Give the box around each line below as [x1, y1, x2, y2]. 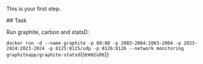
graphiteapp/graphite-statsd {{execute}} [6, 51, 110, 58]
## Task [6, 17, 27, 24]
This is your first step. [6, 5, 61, 12]
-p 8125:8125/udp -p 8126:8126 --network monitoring [47, 45, 184, 51]
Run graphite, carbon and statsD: [6, 28, 90, 36]
